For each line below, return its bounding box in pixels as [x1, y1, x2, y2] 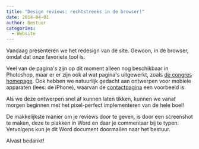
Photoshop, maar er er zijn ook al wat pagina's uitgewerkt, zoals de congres [6, 71, 192, 78]
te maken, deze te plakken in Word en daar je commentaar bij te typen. [6, 119, 179, 126]
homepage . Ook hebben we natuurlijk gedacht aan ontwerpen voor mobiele [6, 78, 192, 85]
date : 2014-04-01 [6, 14, 49, 20]
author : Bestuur [6, 20, 46, 26]
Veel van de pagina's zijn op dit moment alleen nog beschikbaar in [6, 65, 169, 72]
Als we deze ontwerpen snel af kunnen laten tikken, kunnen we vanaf [6, 96, 176, 103]
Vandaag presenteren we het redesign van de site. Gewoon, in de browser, [6, 47, 189, 54]
